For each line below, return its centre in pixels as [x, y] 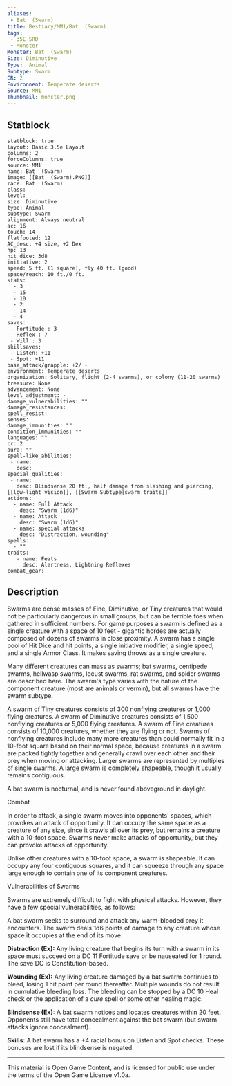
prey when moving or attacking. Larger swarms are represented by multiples [116, 760]
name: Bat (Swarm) [35, 171]
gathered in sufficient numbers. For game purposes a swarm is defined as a [115, 623]
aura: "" [20, 450]
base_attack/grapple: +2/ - [48, 365]
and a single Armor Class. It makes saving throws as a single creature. [107, 653]
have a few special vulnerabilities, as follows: [71, 907]
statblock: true [30, 141]
